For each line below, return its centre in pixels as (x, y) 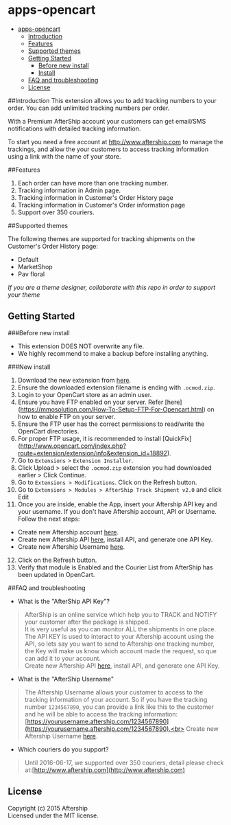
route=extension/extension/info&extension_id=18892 (92, 453)
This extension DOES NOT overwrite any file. (81, 346)
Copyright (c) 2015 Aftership (48, 808)
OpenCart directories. (48, 431)
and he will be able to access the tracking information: (101, 714)
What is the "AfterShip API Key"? (64, 601)
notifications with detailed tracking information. (74, 128)
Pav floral (31, 274)
